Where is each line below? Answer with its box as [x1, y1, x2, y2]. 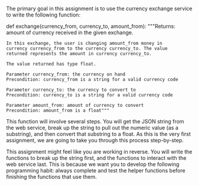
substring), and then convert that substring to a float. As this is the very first [6, 130, 191, 138]
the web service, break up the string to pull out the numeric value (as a [6, 124, 178, 131]
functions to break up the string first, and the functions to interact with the [6, 155, 187, 161]
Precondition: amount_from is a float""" [6, 107, 110, 113]
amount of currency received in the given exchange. [6, 29, 134, 36]
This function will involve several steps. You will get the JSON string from [6, 118, 184, 125]
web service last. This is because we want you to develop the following [6, 161, 180, 168]
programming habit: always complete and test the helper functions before [6, 167, 186, 174]
